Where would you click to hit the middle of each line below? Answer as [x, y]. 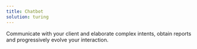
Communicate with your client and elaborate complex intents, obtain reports [99, 33]
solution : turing [28, 17]
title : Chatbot [25, 11]
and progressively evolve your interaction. [57, 40]
